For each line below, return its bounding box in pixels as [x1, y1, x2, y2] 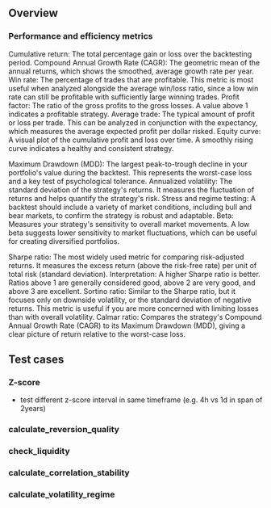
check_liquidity [8, 446, 70, 457]
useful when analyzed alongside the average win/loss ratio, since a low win [8, 83, 259, 93]
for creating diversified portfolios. [8, 236, 119, 246]
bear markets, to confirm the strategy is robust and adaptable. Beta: [8, 210, 234, 220]
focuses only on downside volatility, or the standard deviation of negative [8, 295, 252, 304]
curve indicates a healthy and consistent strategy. [8, 143, 174, 153]
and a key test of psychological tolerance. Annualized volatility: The [8, 176, 233, 186]
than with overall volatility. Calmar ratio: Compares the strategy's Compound [8, 312, 262, 321]
